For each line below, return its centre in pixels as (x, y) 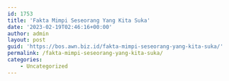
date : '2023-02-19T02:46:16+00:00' (60, 27)
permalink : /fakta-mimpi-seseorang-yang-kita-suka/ (85, 54)
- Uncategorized (44, 66)
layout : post (27, 40)
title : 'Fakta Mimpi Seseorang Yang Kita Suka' (79, 20)
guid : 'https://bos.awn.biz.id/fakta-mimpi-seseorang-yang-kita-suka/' (115, 46)
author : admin (28, 33)
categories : (25, 60)
